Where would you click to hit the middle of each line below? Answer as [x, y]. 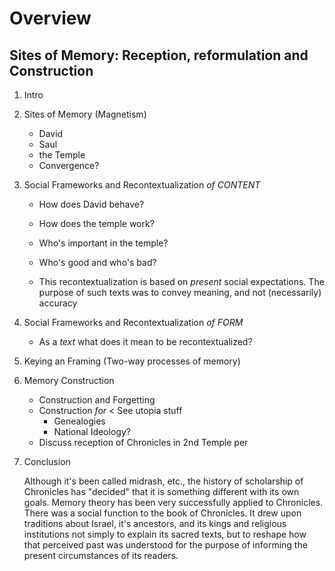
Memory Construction [69, 380]
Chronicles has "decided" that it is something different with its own [161, 491]
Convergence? [69, 165]
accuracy [58, 303]
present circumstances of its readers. [101, 555]
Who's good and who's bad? [97, 262]
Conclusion [47, 461]
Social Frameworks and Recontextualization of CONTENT [142, 185]
